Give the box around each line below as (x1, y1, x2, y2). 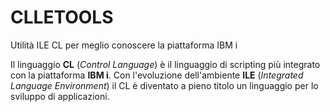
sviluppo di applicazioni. (10, 90, 110, 102)
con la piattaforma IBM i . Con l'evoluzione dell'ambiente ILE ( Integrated (10, 69, 304, 81)
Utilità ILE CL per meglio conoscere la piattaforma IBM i (10, 39, 238, 51)
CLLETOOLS (10, 6, 114, 29)
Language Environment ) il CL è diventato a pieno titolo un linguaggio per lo (10, 79, 319, 91)
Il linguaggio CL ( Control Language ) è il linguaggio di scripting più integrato (10, 58, 321, 70)
